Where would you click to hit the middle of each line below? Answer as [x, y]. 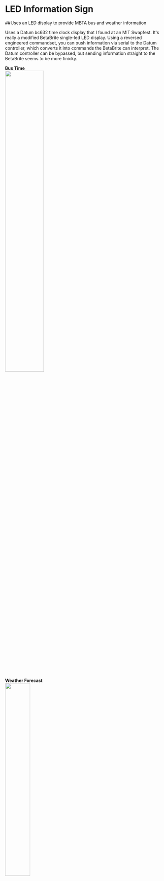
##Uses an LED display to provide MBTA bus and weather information [76, 23]
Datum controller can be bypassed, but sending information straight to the [80, 53]
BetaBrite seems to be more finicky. [41, 58]
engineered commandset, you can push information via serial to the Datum [81, 42]
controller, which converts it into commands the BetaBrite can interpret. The [82, 48]
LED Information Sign [49, 9]
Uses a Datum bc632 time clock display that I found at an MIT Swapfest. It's [82, 32]
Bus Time [15, 68]
